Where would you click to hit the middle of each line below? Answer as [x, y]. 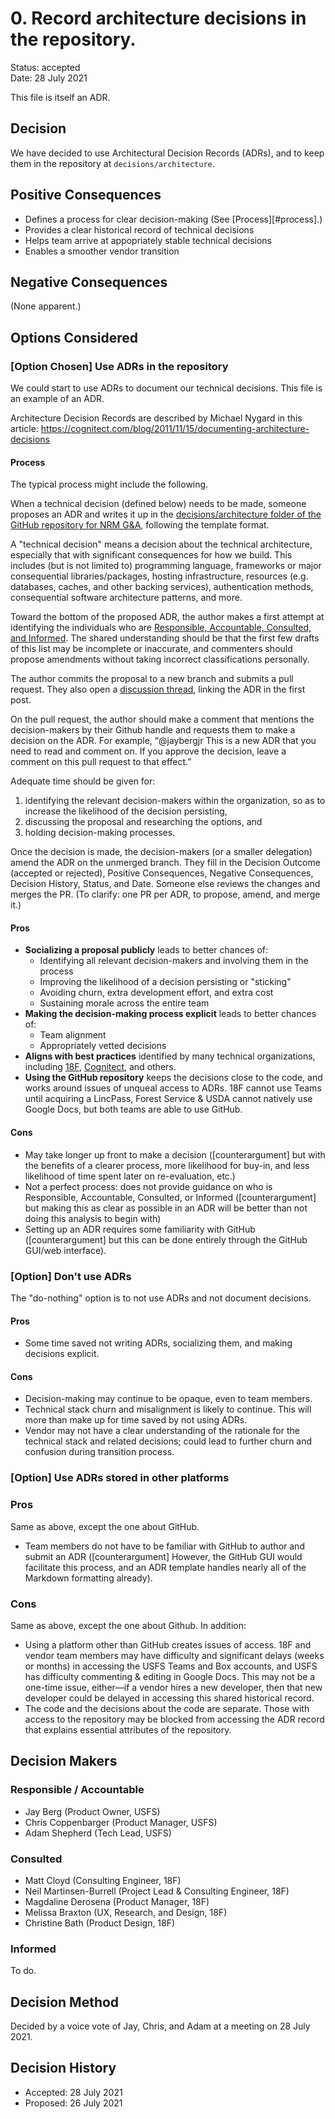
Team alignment [73, 1035]
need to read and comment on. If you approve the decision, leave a [148, 751]
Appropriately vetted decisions [103, 1046]
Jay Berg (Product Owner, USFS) [92, 1811]
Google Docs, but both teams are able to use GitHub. [133, 1109]
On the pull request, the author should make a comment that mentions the [162, 719]
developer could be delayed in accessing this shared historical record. [169, 1698]
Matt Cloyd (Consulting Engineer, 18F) [103, 1880]
